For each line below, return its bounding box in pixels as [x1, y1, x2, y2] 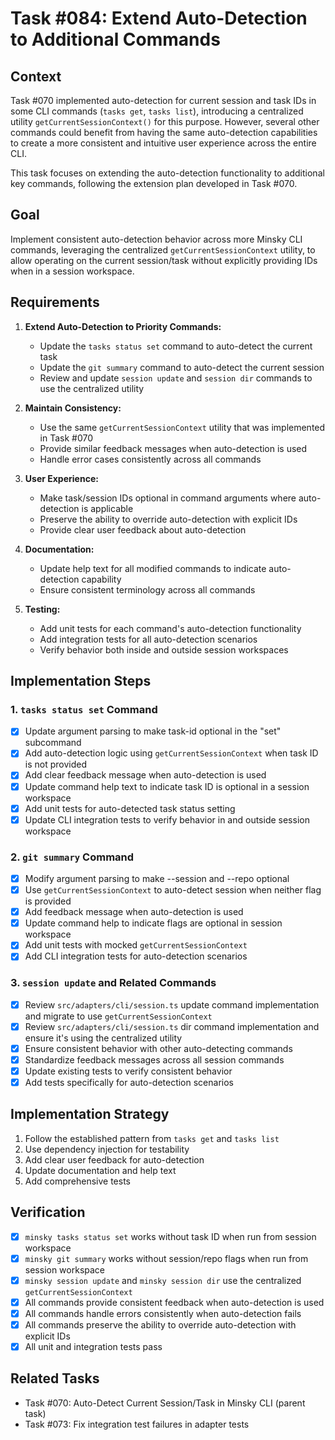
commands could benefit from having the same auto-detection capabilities [10, 127, 318, 138]
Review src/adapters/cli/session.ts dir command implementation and [24, 1020, 320, 1032]
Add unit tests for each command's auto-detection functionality [39, 622, 302, 634]
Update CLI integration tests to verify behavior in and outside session [24, 813, 310, 826]
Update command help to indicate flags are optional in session [24, 917, 283, 929]
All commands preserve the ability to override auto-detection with [24, 1318, 297, 1331]
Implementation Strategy [10, 1106, 170, 1123]
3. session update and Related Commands [10, 976, 217, 990]
